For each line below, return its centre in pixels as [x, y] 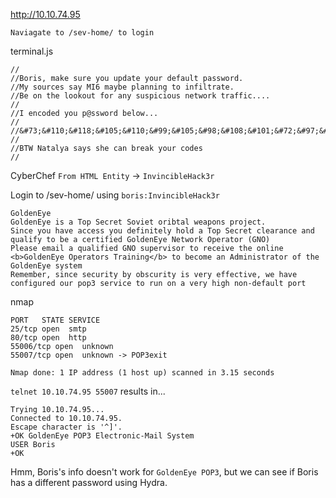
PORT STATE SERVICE [55, 320]
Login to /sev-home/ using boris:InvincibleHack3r [115, 195]
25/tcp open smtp [48, 329]
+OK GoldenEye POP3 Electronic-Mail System [102, 436]
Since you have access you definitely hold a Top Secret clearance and [162, 231]
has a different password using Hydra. [89, 482]
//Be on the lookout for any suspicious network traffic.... [140, 96]
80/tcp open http [48, 338]
